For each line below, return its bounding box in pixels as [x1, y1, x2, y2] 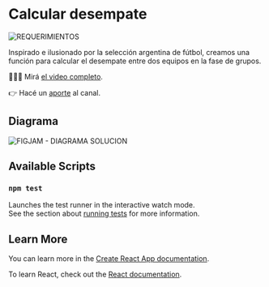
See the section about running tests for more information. [8, 208, 200, 219]
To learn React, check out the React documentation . [8, 269, 182, 280]
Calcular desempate [8, 5, 147, 24]
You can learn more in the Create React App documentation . [8, 254, 210, 263]
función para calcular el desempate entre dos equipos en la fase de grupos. [8, 56, 262, 66]
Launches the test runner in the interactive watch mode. [8, 200, 196, 210]
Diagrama [8, 114, 59, 128]
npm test [8, 184, 43, 193]
